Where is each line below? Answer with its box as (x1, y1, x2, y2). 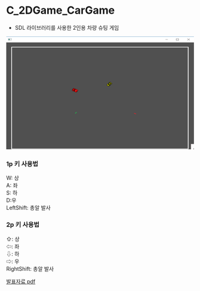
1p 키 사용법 (6, 159, 39, 168)
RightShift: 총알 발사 (6, 265, 54, 272)
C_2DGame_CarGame (6, 4, 115, 17)
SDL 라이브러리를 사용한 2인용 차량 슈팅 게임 (14, 24, 119, 31)
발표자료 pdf (6, 278, 36, 285)
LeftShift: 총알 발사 (6, 204, 51, 212)
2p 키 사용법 (6, 221, 40, 229)
